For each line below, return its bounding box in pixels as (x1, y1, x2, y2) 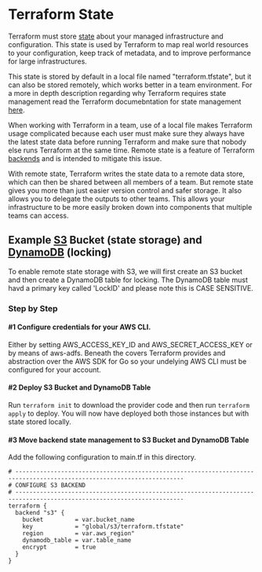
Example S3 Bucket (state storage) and (8, 233, 202, 247)
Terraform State (8, 5, 115, 24)
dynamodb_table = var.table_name (22, 537, 132, 544)
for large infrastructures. (8, 57, 88, 66)
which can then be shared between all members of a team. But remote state (8, 177, 253, 186)
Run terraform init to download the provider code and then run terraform (8, 401, 250, 410)
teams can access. (8, 211, 69, 220)
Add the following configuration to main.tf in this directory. (8, 453, 197, 462)
